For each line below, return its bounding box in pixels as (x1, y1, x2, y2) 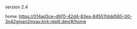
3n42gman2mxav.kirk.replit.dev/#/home (5, 19, 86, 24)
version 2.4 (5, 4, 28, 10)
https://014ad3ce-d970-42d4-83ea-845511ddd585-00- (19, 14, 132, 19)
